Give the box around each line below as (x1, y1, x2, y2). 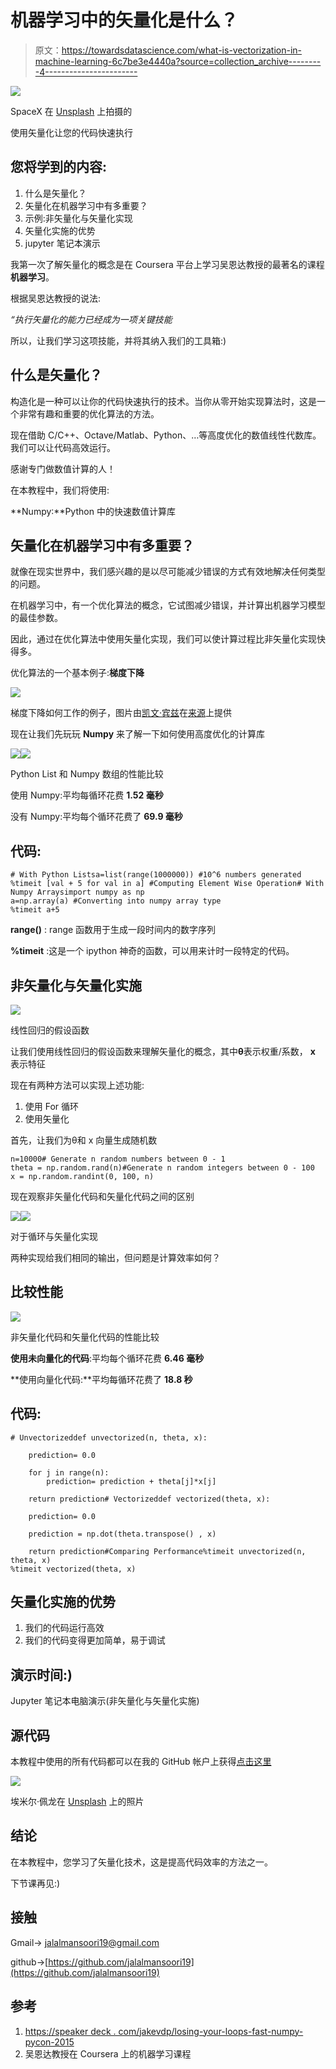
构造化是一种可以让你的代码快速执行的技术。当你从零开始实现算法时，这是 (10, 395, 317, 407)
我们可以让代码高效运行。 (10, 441, 116, 453)
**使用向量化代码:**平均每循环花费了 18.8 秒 (10, 1373, 193, 1385)
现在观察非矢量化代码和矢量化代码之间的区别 (10, 1191, 195, 1202)
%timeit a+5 (10, 905, 60, 915)
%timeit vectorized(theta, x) (10, 1564, 137, 1574)
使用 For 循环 (24, 1101, 80, 1112)
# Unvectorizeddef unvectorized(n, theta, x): (10, 1432, 208, 1443)
